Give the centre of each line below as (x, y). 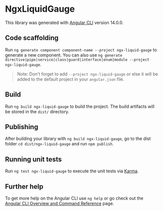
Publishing (22, 127)
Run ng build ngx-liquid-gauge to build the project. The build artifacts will (80, 106)
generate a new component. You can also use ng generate (64, 55)
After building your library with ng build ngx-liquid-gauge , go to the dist (78, 139)
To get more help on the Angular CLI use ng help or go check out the (74, 198)
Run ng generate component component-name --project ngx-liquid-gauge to (81, 49)
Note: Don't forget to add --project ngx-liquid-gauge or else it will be (87, 74)
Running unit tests (33, 159)
